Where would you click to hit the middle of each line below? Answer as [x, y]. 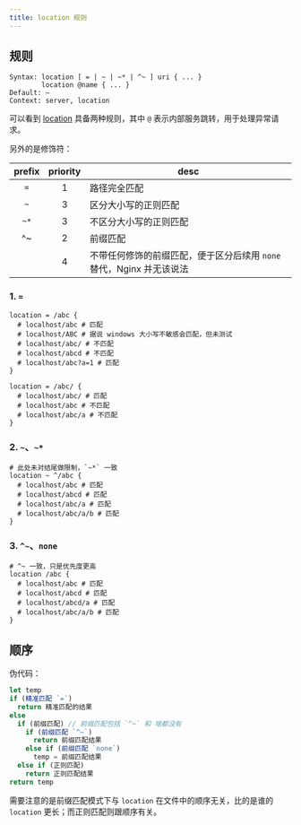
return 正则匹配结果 [60, 773]
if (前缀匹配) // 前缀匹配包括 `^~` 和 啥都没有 [99, 724]
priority [64, 171]
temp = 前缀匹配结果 [67, 757]
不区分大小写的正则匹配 [139, 222]
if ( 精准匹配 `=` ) [41, 699]
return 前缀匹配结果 [67, 741]
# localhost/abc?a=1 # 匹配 [68, 363]
